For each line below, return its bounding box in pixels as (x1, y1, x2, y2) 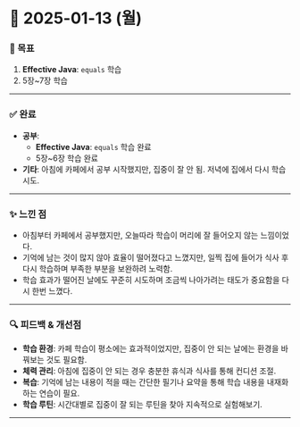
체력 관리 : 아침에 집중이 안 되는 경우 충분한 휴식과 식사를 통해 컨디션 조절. (21, 365, 277, 376)
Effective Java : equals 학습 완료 (35, 141, 152, 152)
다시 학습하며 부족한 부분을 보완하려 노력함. (21, 264, 173, 274)
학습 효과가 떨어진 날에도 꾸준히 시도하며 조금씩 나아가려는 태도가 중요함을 (21, 274, 280, 286)
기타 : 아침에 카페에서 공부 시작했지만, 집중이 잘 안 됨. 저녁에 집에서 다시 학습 (21, 163, 287, 174)
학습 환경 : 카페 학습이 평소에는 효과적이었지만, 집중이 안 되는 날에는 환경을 (21, 343, 279, 354)
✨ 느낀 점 (9, 207, 47, 220)
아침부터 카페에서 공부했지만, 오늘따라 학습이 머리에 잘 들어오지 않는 (21, 230, 259, 241)
